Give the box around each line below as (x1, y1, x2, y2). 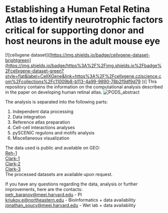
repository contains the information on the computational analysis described (5, 83, 163, 89)
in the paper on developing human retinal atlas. (5, 89, 103, 95)
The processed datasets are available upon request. (5, 171, 113, 177)
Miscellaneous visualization (12, 135, 70, 141)
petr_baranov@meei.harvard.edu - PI (5, 191, 82, 197)
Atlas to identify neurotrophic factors (5, 14, 163, 25)
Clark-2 (5, 160, 21, 166)
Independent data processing (12, 108, 74, 114)
